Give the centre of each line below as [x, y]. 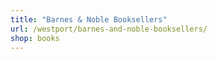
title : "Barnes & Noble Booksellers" [89, 19]
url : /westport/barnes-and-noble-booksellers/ [109, 29]
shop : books [35, 38]
